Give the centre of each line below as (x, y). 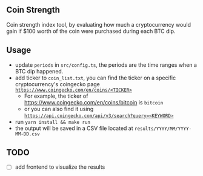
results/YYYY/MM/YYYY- (163, 129)
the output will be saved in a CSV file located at (74, 128)
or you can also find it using (59, 109)
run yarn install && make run (53, 121)
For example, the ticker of (56, 96)
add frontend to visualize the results (60, 167)
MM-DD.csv (28, 134)
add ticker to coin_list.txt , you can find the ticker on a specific (95, 78)
